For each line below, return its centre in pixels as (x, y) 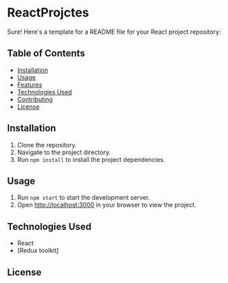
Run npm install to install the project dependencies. (91, 159)
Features (30, 85)
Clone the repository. (47, 145)
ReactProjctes (48, 13)
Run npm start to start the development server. (83, 198)
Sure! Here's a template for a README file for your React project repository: (114, 32)
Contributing (35, 99)
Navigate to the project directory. (64, 152)
